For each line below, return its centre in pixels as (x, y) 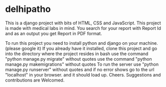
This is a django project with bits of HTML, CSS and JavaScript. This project (83, 23)
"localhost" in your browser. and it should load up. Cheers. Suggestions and (83, 75)
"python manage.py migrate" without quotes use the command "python (79, 59)
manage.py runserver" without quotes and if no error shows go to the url (80, 69)
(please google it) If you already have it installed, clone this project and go (81, 48)
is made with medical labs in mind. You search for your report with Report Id (83, 28)
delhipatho (28, 9)
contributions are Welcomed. (35, 80)
